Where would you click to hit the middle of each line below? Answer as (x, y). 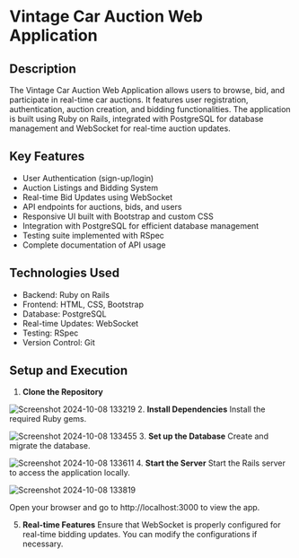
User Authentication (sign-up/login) (88, 178)
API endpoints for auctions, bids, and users (102, 206)
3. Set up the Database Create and (204, 436)
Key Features (47, 157)
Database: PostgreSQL (64, 314)
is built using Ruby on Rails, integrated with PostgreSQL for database (136, 119)
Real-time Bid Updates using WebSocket (97, 197)
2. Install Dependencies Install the (202, 409)
